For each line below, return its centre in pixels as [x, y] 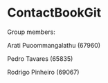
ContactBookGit [54, 13]
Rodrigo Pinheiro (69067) [43, 72]
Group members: [31, 32]
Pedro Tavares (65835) [40, 58]
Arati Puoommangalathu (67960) [54, 45]
